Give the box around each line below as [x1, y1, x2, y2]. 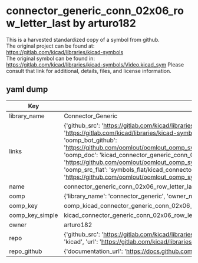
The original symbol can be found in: [6, 55, 95, 62]
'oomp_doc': [64, 151, 98, 159]
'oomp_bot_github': [64, 136, 117, 144]
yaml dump [6, 84, 48, 95]
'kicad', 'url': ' [64, 237, 102, 245]
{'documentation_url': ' [64, 247, 127, 255]
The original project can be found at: [6, 42, 95, 49]
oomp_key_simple [9, 211, 58, 219]
